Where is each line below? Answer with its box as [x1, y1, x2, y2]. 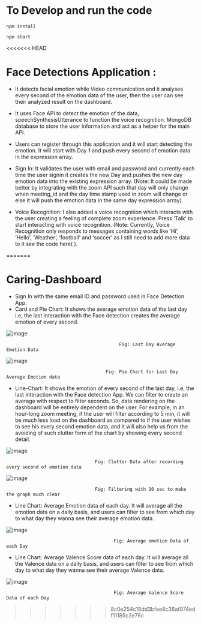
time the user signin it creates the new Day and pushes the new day [14, 171, 183, 178]
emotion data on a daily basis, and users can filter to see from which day [14, 508, 195, 515]
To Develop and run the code [6, 4, 152, 17]
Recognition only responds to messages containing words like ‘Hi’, [14, 227, 179, 235]
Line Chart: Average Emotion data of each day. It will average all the [14, 502, 182, 509]
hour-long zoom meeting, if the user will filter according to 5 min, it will [14, 410, 190, 417]
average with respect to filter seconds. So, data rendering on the [14, 397, 175, 404]
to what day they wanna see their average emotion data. [14, 514, 154, 522]
